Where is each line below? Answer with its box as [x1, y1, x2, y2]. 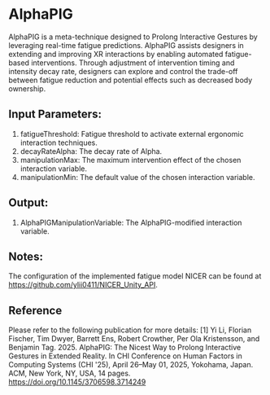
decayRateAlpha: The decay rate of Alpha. [20, 146, 163, 156]
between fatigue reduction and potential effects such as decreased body [8, 75, 253, 85]
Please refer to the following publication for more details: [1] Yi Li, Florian [8, 325, 252, 335]
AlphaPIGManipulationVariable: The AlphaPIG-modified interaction [20, 217, 242, 227]
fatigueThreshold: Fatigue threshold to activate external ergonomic [20, 129, 244, 138]
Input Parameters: [8, 108, 102, 121]
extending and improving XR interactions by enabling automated [8, 49, 224, 59]
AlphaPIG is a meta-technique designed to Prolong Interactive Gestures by [8, 32, 258, 42]
